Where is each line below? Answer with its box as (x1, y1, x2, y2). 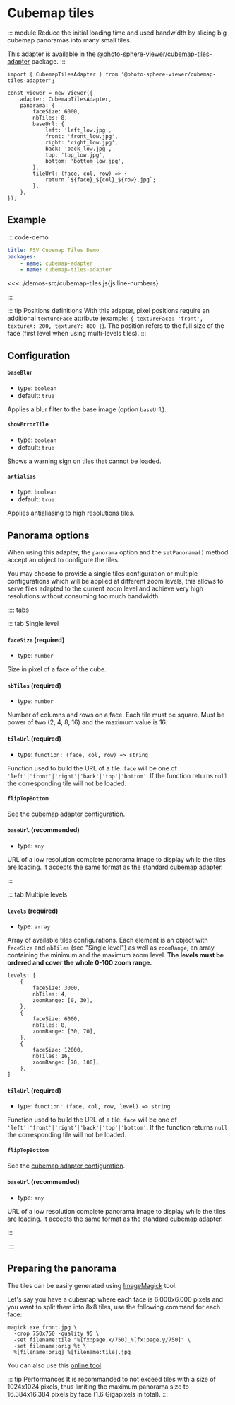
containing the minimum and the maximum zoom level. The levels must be (7, 951, 224, 960)
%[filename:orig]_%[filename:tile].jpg (13, 1348, 131, 1355)
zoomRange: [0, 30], (32, 997, 93, 1004)
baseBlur (7, 370, 33, 377)
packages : (7, 253, 37, 260)
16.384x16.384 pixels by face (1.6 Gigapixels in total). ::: (7, 1389, 168, 1398)
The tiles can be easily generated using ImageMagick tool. (7, 1281, 178, 1290)
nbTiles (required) (7, 681, 62, 690)
